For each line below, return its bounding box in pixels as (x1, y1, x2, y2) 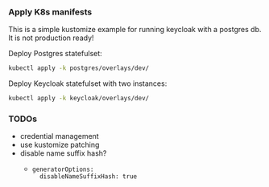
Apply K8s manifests (8, 6, 93, 18)
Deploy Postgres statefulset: (8, 49, 102, 59)
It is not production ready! (8, 33, 94, 43)
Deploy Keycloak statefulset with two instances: (8, 79, 168, 88)
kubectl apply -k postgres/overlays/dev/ (8, 64, 150, 72)
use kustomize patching (19, 140, 100, 150)
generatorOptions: (31, 165, 94, 174)
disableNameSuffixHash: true (39, 173, 138, 181)
